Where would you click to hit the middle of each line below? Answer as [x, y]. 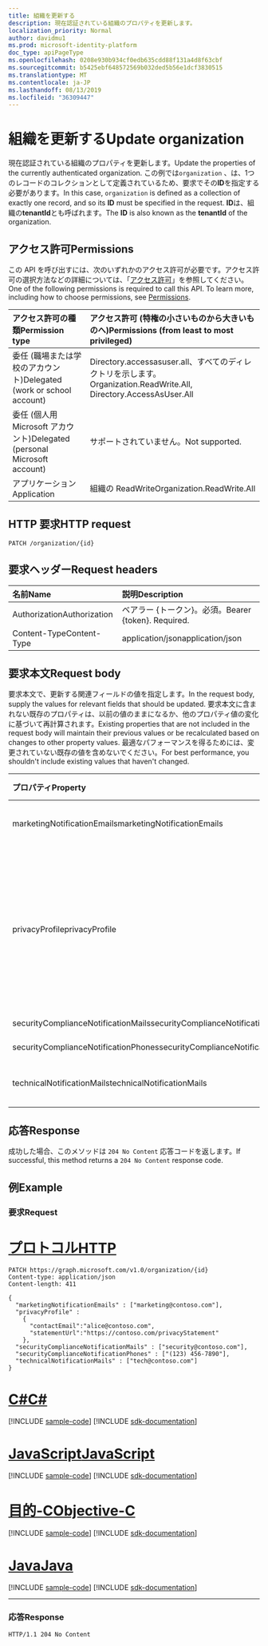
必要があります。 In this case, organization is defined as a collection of [124, 193]
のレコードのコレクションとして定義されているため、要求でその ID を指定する [134, 183]
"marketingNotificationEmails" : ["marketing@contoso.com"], [119, 1305]
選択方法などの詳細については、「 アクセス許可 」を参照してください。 [135, 280]
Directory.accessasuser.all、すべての [159, 362]
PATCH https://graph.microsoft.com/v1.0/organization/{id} [108, 1270]
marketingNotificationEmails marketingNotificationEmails [118, 823]
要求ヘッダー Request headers [83, 570]
